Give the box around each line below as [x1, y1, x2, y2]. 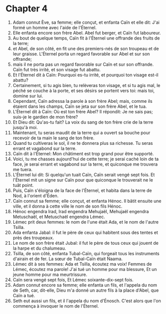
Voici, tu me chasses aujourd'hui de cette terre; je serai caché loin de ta [12, 156, 159, 162]
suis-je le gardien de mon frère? [12, 114, 78, 120]
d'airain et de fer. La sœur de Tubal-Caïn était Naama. [12, 256, 123, 262]
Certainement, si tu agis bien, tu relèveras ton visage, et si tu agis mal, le [12, 82, 161, 88]
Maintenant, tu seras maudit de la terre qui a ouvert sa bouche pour [12, 130, 151, 135]
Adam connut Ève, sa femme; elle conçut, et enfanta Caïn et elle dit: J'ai [12, 19, 160, 25]
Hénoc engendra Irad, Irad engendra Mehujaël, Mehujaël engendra [12, 208, 149, 214]
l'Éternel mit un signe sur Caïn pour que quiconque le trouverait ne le [12, 177, 153, 183]
